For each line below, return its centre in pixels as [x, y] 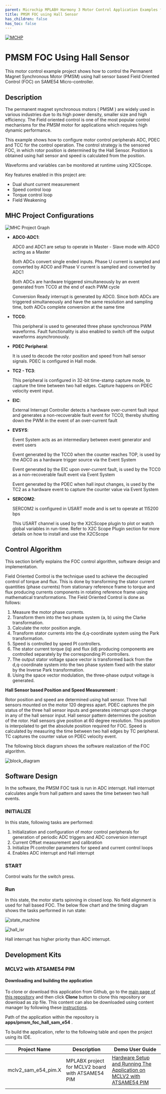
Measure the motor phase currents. [48, 612]
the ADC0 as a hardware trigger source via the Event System [74, 459]
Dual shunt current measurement [46, 184]
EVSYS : [20, 430]
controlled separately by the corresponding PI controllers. [71, 654]
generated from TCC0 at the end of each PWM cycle [66, 287]
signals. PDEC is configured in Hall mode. [55, 361]
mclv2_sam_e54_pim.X [35, 1070]
